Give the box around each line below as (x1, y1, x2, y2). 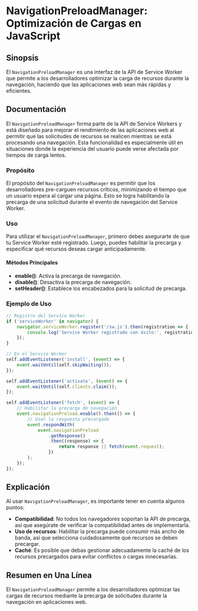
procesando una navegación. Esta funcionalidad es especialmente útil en (6, 139, 184, 146)
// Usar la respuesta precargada (27, 416, 110, 422)
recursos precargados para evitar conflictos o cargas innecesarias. (14, 553, 178, 560)
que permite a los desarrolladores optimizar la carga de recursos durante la (6, 75, 189, 82)
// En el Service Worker (6, 351, 67, 357)
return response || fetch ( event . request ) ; (58, 444, 165, 450)
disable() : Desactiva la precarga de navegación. (14, 278, 132, 285)
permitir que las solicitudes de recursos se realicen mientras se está (6, 132, 172, 139)
